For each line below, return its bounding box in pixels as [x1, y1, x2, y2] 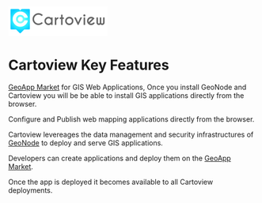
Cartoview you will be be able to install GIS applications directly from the [8, 90, 245, 100]
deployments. [8, 185, 53, 195]
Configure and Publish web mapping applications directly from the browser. [8, 114, 255, 124]
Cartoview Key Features [8, 56, 169, 74]
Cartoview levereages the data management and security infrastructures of [8, 130, 254, 139]
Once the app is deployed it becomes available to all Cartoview [8, 177, 214, 186]
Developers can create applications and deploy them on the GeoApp [8, 153, 231, 163]
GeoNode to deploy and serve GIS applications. [8, 137, 164, 148]
